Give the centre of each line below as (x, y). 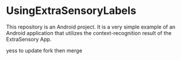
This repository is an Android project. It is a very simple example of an (91, 27)
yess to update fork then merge (44, 50)
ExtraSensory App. (29, 39)
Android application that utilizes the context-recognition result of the (89, 33)
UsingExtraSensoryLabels (71, 11)
